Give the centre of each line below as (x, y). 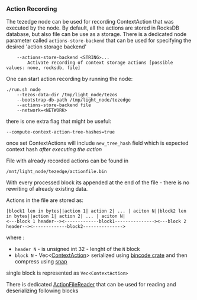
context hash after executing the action (54, 149)
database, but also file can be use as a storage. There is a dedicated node (96, 34)
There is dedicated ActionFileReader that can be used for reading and (91, 285)
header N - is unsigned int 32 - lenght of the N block (77, 249)
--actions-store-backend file (54, 105)
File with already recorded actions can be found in (67, 161)
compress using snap (41, 262)
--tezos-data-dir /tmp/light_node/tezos (67, 95)
